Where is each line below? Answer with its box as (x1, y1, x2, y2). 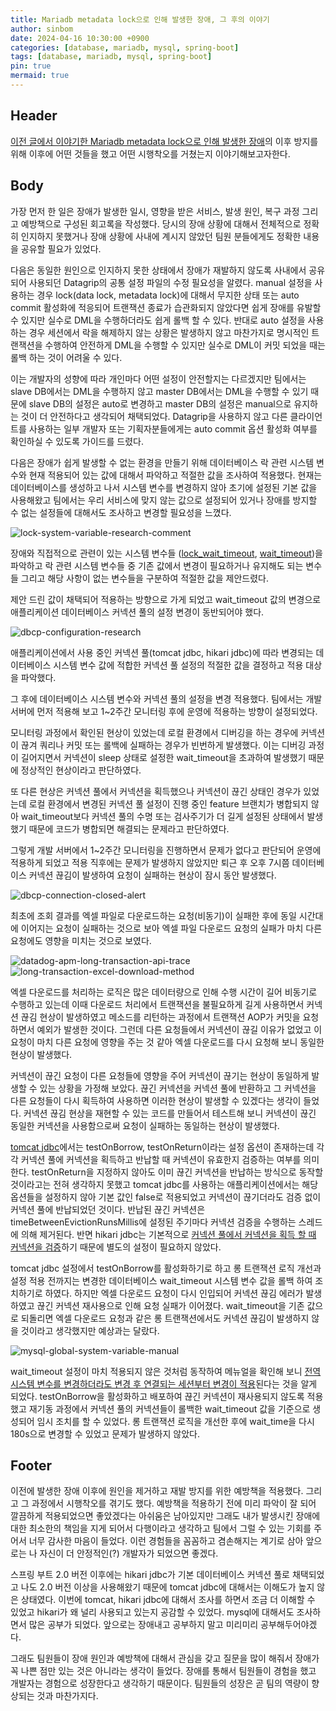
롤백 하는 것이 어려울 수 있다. (10, 351, 123, 363)
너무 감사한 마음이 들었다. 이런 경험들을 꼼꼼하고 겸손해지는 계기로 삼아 (28, 1535, 304, 1547)
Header (10, 107, 58, 125)
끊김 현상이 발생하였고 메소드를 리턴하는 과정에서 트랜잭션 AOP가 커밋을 (20, 1011, 301, 1023)
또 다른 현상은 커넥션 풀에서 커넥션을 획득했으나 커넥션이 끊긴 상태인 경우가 (10, 785, 302, 797)
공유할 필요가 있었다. (20, 242, 102, 255)
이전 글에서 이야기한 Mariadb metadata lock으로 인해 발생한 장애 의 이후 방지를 (10, 135, 319, 147)
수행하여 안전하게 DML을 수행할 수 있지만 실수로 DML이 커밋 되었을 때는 (44, 339, 326, 351)
